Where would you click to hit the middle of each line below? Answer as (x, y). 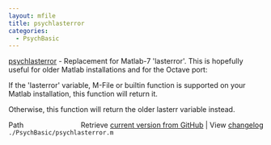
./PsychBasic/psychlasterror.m (61, 133)
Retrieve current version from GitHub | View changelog (172, 125)
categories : (28, 31)
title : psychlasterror (47, 23)
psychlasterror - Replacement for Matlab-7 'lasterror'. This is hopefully (126, 61)
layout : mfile (32, 16)
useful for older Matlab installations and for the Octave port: (108, 70)
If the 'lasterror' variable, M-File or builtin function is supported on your (127, 85)
